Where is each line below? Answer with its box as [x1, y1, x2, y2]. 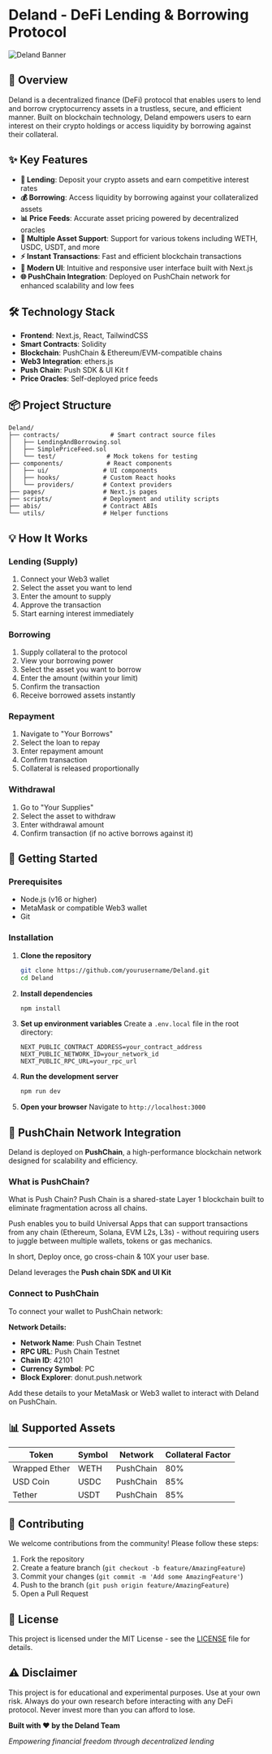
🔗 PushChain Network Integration [8, 1125, 181, 1139]
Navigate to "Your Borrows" [19, 729, 114, 739]
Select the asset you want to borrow [19, 664, 142, 675]
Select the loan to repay [19, 737, 101, 748]
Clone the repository [19, 950, 92, 960]
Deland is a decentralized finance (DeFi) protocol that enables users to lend [8, 95, 261, 105]
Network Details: [8, 1322, 67, 1332]
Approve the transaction [19, 599, 101, 610]
